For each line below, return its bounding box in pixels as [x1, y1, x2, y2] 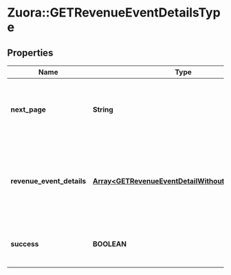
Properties [7, 47, 54, 59]
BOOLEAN [92, 239, 127, 249]
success [10, 239, 39, 249]
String [92, 105, 113, 114]
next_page [10, 105, 46, 114]
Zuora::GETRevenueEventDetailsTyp [7, 5, 221, 21]
